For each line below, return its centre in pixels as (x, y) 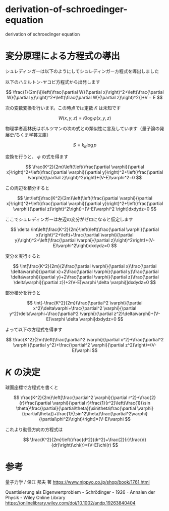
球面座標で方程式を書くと (32, 387)
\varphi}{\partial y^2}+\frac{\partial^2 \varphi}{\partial (69, 345)
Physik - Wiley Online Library (35, 497)
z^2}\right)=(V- (141, 345)
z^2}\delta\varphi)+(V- (137, 313)
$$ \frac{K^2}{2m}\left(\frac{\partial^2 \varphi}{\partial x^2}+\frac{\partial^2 (85, 339)
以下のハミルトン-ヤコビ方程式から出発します (53, 82)
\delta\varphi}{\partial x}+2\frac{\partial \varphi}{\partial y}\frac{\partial (85, 271)
